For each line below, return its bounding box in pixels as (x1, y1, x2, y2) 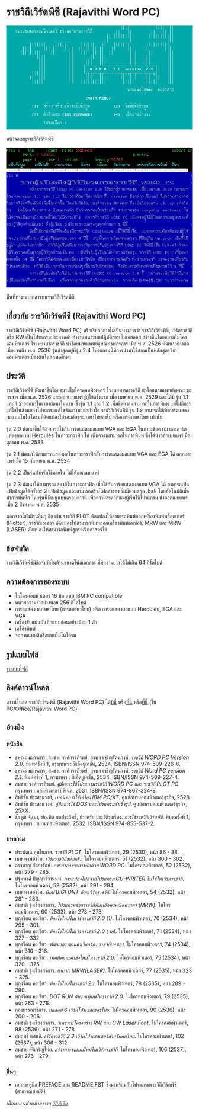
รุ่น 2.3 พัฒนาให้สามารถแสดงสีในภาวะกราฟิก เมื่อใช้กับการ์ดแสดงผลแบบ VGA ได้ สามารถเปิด (6, 480, 190, 488)
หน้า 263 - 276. (14, 999, 50, 1007)
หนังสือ (6, 740, 23, 748)
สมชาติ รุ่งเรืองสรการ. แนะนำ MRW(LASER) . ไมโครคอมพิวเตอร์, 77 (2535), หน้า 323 (14, 967, 192, 974)
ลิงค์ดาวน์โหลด (6, 682, 49, 693)
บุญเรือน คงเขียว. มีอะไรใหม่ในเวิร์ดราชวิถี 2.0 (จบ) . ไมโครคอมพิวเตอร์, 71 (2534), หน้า (14, 927, 191, 935)
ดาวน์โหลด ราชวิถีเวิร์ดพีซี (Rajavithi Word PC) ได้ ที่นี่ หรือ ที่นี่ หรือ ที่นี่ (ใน (6, 698, 157, 706)
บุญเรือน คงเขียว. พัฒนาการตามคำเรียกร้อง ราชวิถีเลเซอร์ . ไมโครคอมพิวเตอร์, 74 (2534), (14, 940, 191, 947)
